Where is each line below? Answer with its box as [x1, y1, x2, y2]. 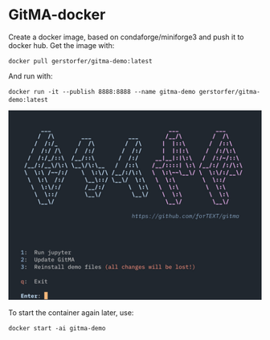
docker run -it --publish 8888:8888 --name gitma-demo [8, 87, 196, 95]
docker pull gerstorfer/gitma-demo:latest [8, 57, 153, 65]
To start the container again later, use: [8, 307, 134, 318]
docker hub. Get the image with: [8, 40, 115, 50]
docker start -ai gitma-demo [8, 324, 106, 332]
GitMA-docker [8, 6, 106, 24]
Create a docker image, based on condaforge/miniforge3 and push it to [8, 32, 244, 42]
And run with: [8, 71, 53, 81]
